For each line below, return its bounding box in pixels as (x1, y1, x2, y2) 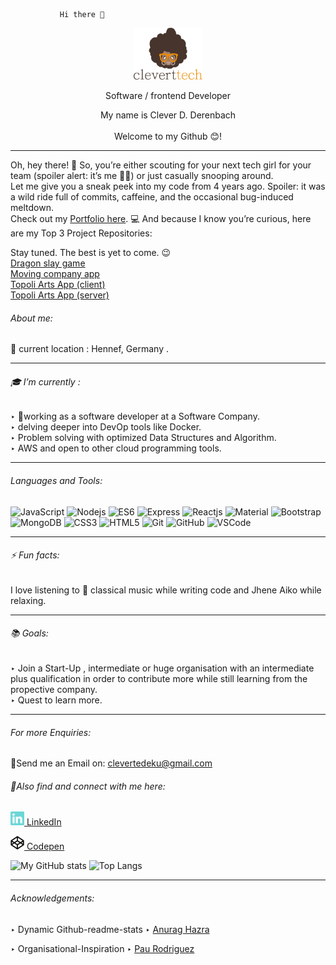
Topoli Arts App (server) (10, 289, 110, 301)
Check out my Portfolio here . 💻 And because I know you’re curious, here (10, 213, 312, 224)
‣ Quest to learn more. (10, 694, 103, 706)
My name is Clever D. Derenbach (99, 109, 237, 121)
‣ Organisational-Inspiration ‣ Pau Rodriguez (10, 942, 195, 954)
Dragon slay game (10, 257, 86, 269)
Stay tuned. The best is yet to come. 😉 (10, 247, 172, 258)
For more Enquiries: (10, 726, 92, 738)
